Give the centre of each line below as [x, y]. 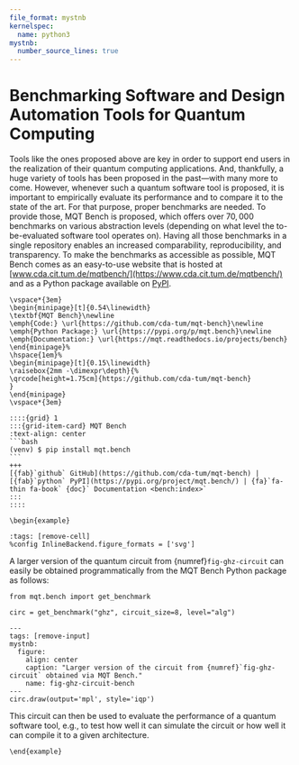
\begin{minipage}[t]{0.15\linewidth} [80, 363]
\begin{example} [40, 521]
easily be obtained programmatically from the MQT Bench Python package [148, 571]
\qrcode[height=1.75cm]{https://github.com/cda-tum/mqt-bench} [131, 379]
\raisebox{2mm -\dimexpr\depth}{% [74, 371]
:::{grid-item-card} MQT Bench [68, 426]
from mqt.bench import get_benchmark [80, 597]
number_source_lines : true [68, 51]
